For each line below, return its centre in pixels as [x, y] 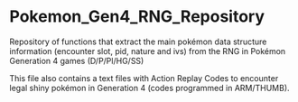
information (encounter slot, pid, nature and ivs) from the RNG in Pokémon [148, 51]
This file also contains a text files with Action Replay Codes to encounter [144, 78]
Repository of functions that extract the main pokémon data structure [138, 42]
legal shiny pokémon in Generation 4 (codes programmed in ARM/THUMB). [150, 88]
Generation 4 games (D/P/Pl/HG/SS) [77, 60]
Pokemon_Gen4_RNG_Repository [137, 17]
